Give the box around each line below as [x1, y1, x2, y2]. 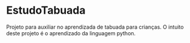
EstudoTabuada [6, 4, 86, 17]
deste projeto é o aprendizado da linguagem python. [6, 29, 136, 36]
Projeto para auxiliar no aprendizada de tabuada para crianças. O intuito [6, 23, 184, 30]
